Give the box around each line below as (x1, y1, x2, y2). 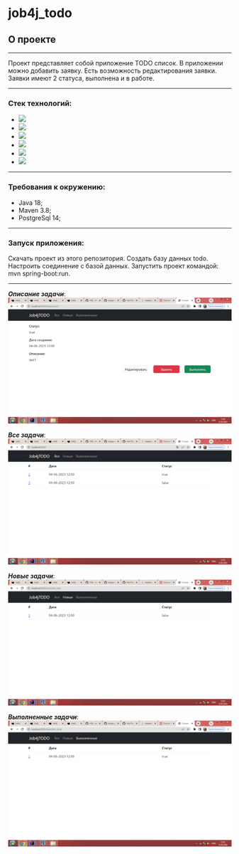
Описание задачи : (8, 290, 66, 298)
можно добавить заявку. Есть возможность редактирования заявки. (8, 66, 217, 75)
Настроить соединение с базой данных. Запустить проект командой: (8, 261, 219, 270)
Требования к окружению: (8, 182, 106, 192)
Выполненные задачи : (8, 712, 79, 721)
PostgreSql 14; (18, 213, 61, 222)
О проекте (8, 33, 56, 46)
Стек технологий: (8, 98, 72, 108)
